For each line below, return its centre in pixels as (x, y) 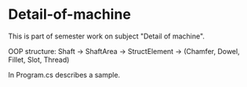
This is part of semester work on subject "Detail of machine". (107, 36)
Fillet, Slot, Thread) (39, 60)
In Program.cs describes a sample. (64, 74)
